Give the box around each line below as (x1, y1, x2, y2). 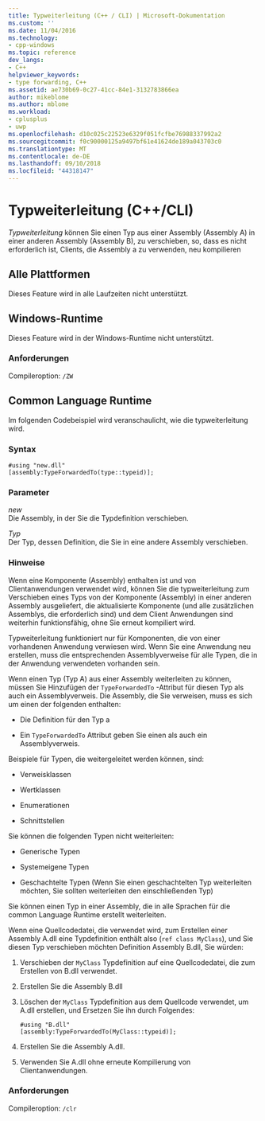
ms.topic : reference (8, 49, 77, 57)
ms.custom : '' (8, 19, 56, 27)
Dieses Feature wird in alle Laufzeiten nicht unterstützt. (8, 288, 189, 299)
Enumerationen (19, 800, 70, 810)
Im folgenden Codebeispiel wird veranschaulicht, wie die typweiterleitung (8, 415, 248, 424)
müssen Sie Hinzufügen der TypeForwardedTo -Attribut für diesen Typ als (8, 682, 244, 692)
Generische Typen (19, 846, 81, 856)
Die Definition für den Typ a (19, 714, 110, 725)
